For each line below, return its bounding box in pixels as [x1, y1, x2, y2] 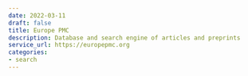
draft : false [8, 19, 52, 27]
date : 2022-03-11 [8, 11, 66, 20]
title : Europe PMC [8, 26, 69, 34]
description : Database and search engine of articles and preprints [8, 33, 241, 42]
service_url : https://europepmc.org [8, 41, 130, 49]
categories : [8, 48, 48, 56]
